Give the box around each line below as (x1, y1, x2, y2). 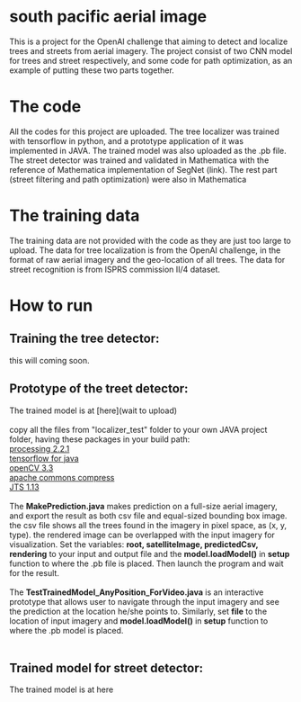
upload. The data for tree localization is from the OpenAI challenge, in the (9, 245, 281, 256)
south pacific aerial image (9, 6, 208, 27)
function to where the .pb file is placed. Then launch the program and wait (9, 558, 285, 569)
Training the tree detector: (9, 331, 160, 346)
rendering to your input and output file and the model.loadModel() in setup (9, 548, 290, 559)
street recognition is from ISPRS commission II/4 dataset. (9, 264, 221, 274)
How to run (9, 295, 93, 316)
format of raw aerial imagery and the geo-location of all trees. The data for (9, 254, 286, 265)
